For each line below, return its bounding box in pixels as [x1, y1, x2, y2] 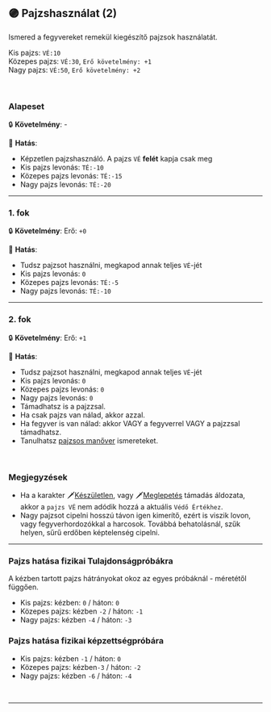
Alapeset [8, 100, 45, 111]
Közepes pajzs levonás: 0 [19, 384, 105, 394]
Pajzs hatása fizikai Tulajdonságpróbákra [8, 555, 173, 567]
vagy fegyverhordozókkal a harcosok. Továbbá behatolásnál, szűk [19, 519, 240, 529]
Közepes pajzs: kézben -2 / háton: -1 [19, 606, 144, 616]
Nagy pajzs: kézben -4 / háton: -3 [19, 615, 132, 625]
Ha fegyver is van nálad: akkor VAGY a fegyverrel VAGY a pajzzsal [19, 418, 240, 428]
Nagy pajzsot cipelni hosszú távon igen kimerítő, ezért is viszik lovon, [19, 511, 252, 520]
